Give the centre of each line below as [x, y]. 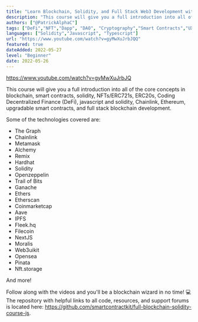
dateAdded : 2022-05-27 [34, 50]
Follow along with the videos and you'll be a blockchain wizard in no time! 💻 [99, 292]
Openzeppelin [32, 175]
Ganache [26, 187]
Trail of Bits [28, 181]
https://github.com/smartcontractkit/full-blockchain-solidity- [118, 307]
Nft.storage [28, 268]
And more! [19, 280]
